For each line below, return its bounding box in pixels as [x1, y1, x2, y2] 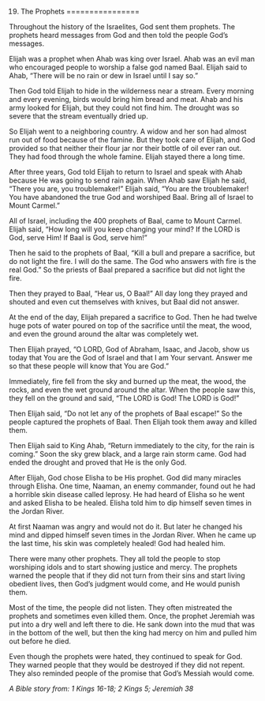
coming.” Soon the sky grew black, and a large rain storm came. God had [9, 450, 247, 458]
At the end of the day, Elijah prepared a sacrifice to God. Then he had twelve [9, 312, 258, 322]
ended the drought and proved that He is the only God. [9, 458, 187, 467]
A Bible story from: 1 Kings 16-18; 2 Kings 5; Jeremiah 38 [9, 684, 194, 693]
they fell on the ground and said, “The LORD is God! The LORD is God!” [9, 394, 240, 402]
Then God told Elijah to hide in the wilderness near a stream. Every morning [9, 86, 255, 96]
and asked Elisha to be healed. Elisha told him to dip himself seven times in [9, 498, 252, 507]
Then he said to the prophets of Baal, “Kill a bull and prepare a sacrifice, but [9, 248, 256, 258]
